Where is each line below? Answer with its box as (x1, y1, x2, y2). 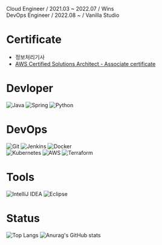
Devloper (6, 82, 53, 96)
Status (6, 211, 40, 225)
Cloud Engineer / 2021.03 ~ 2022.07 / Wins (6, 5, 114, 12)
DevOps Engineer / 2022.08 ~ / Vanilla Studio (6, 11, 120, 19)
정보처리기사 (15, 53, 45, 60)
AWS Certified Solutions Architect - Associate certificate (15, 60, 156, 67)
